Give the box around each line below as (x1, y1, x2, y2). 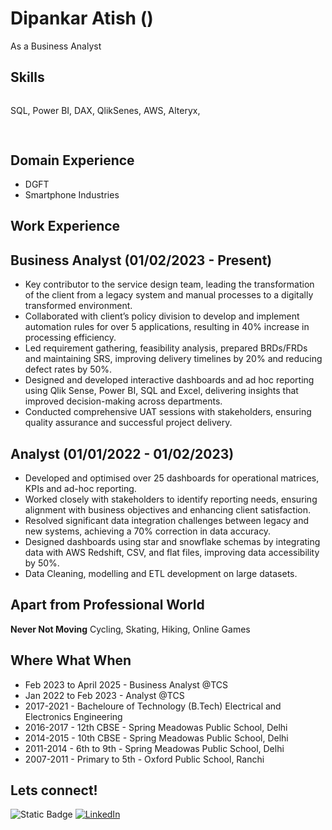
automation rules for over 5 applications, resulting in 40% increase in (24, 321, 310, 333)
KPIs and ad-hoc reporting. (24, 482, 137, 494)
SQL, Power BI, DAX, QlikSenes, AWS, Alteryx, (10, 104, 201, 116)
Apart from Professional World (10, 597, 205, 614)
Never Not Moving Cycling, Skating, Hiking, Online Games (10, 623, 251, 635)
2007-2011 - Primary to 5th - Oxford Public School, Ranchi (24, 753, 265, 765)
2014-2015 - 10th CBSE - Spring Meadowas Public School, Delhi (24, 732, 289, 744)
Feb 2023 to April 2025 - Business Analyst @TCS (24, 678, 229, 691)
